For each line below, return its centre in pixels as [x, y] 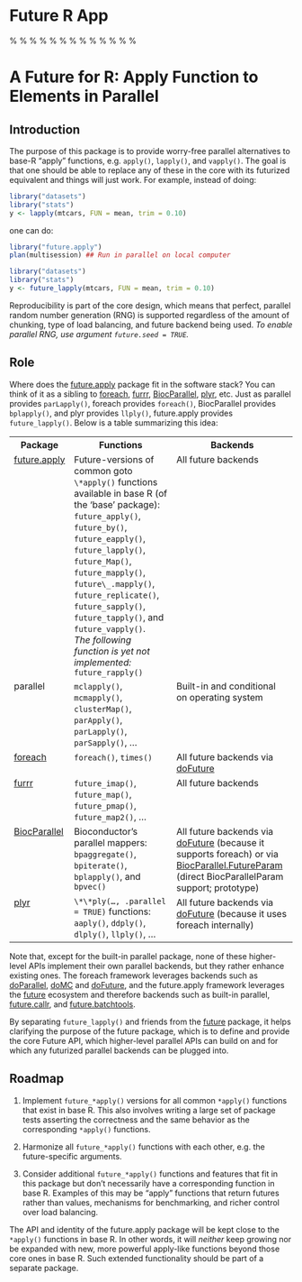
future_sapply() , [110, 606]
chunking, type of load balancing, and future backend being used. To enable [151, 325]
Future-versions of [114, 459]
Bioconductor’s [105, 831]
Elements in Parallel [84, 96]
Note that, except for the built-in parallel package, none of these [128, 956]
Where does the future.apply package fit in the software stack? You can [142, 384]
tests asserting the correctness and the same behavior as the [136, 1120]
